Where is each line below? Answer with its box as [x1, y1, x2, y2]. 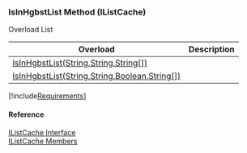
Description [189, 43, 235, 55]
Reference [8, 110, 45, 119]
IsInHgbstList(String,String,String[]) [12, 57, 148, 68]
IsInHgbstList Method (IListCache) [8, 6, 147, 18]
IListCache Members [8, 136, 78, 146]
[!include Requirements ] [8, 91, 87, 101]
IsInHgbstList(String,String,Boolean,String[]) [12, 71, 181, 82]
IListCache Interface [8, 127, 76, 137]
